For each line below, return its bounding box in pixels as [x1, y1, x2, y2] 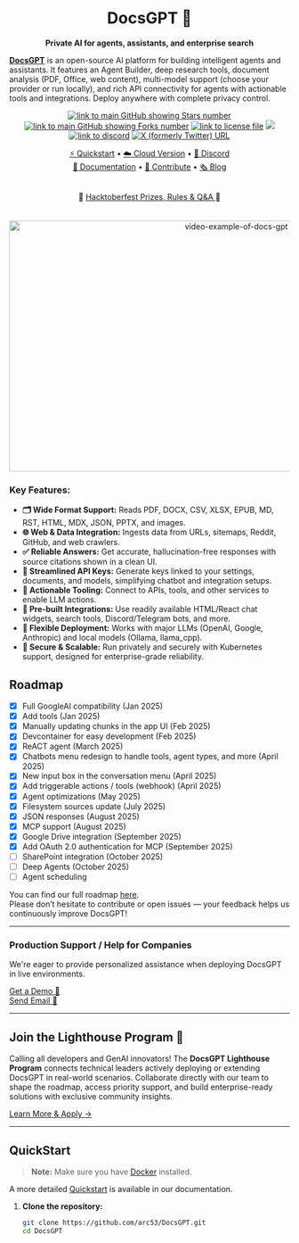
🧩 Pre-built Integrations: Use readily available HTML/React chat [21, 604, 258, 615]
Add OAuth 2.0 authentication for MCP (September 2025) [21, 841, 233, 851]
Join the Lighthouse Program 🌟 [9, 1030, 184, 1045]
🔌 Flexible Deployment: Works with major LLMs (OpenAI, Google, [21, 623, 264, 634]
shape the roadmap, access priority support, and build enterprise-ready [9, 1081, 273, 1092]
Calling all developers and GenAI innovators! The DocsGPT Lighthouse [9, 1053, 271, 1065]
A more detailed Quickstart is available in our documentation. [9, 1184, 233, 1195]
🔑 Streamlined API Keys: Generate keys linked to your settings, [21, 566, 255, 576]
